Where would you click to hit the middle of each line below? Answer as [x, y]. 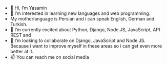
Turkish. [19, 24]
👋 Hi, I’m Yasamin [28, 8]
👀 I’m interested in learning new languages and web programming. [80, 13]
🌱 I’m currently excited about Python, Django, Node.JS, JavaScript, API [85, 30]
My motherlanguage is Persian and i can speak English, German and [82, 19]
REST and [20, 35]
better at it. [22, 51]
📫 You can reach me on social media [50, 57]
